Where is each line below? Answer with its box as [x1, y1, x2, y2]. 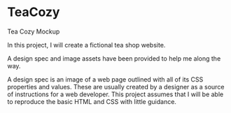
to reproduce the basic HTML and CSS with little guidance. [7, 97, 177, 105]
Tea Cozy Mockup [7, 27, 60, 36]
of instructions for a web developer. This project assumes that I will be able [7, 90, 224, 98]
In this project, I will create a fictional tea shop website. [7, 40, 166, 49]
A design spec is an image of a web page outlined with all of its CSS [7, 75, 204, 84]
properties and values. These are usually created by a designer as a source [7, 82, 225, 91]
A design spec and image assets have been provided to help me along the [7, 54, 221, 63]
